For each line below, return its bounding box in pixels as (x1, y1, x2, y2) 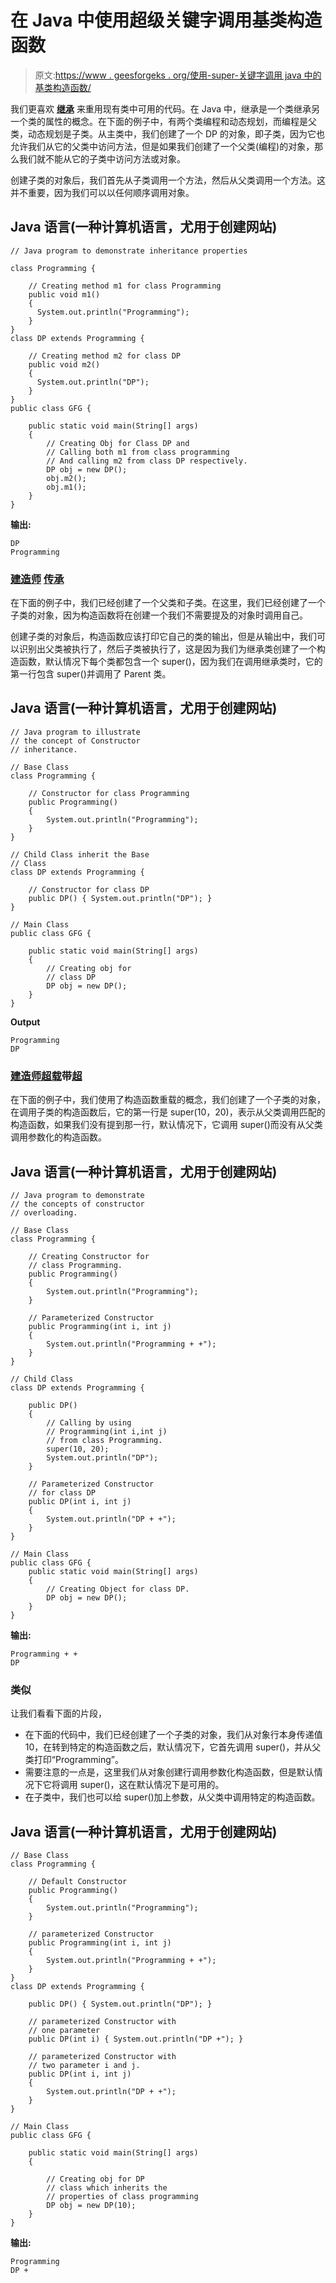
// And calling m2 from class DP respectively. (46, 456, 248, 466)
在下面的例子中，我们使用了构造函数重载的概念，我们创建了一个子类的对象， (10, 1094, 326, 1106)
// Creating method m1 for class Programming (28, 281, 222, 291)
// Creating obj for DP (46, 2174, 145, 2185)
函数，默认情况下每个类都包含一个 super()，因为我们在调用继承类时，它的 (18, 656, 323, 668)
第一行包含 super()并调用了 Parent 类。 (10, 668, 172, 680)
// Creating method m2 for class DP (28, 351, 182, 361)
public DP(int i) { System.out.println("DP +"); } (28, 2034, 244, 2045)
